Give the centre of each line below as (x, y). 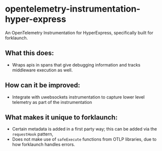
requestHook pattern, (33, 134)
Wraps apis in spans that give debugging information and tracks (76, 65)
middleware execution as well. (42, 70)
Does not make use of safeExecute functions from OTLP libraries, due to (84, 139)
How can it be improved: (43, 85)
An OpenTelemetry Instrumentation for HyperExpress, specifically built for (79, 33)
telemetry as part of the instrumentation (52, 102)
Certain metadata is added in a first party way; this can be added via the (84, 129)
